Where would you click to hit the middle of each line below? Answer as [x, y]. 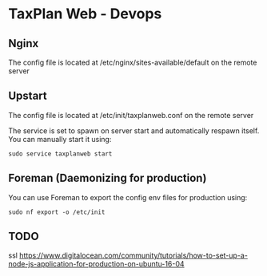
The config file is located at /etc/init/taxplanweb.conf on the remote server [131, 115]
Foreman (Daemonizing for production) [108, 178]
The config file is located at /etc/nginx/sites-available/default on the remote [133, 62]
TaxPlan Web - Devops [85, 14]
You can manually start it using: [60, 139]
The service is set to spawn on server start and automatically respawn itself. [134, 130]
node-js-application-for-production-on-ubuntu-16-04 [97, 264]
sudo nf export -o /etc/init [57, 212]
